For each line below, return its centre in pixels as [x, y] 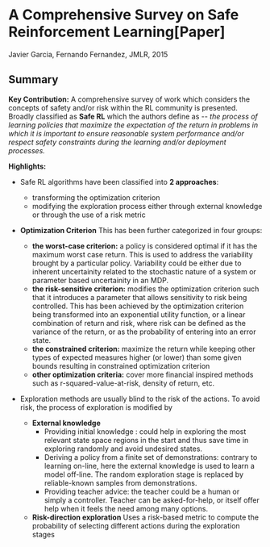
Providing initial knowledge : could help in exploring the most [145, 431]
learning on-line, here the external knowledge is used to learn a [150, 466]
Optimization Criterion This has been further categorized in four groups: [141, 230]
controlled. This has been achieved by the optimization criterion [138, 306]
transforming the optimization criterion [96, 197]
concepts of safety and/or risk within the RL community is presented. [123, 107]
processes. [27, 150]
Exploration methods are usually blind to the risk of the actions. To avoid [140, 399]
